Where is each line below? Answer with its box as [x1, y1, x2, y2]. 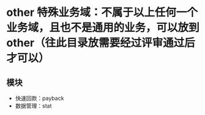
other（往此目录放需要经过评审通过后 [6, 36, 196, 50]
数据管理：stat [15, 102, 52, 110]
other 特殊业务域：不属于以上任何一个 [6, 5, 198, 19]
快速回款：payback [15, 95, 64, 102]
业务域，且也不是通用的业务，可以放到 [6, 21, 200, 35]
